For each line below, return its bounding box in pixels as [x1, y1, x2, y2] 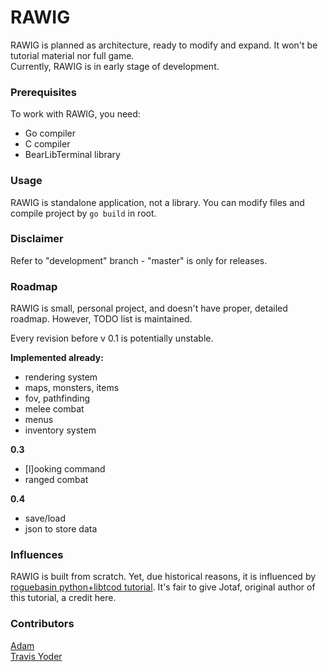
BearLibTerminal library [24, 149, 121, 161]
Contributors [10, 617, 75, 631]
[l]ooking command [24, 463, 106, 475]
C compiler [24, 138, 71, 150]
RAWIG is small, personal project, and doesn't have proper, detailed [10, 302, 288, 315]
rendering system [24, 371, 98, 383]
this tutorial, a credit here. [10, 592, 117, 604]
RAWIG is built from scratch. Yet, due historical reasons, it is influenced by [10, 571, 317, 583]
